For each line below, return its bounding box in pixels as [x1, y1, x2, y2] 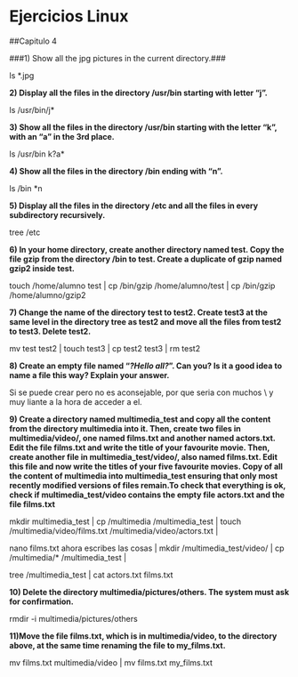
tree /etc [9, 227, 41, 238]
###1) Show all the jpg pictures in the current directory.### [9, 52, 227, 63]
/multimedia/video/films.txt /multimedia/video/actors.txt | [9, 525, 219, 536]
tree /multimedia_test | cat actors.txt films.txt [9, 569, 173, 580]
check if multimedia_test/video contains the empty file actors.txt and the [9, 489, 285, 500]
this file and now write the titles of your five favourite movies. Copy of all [9, 461, 283, 471]
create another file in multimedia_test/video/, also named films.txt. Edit [9, 451, 278, 462]
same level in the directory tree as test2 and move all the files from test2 [9, 316, 282, 326]
